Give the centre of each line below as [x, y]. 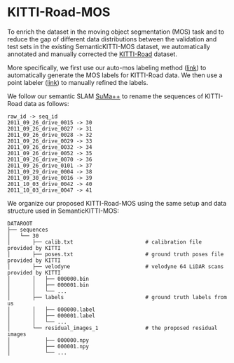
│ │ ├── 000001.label [51, 316]
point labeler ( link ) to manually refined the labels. [78, 82]
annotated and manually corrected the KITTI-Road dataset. [92, 54]
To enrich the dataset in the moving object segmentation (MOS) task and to [116, 32]
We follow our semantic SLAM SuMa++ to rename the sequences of [105, 96]
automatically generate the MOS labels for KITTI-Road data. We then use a [115, 75]
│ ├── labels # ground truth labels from [117, 297]
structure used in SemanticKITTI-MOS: [63, 211]
